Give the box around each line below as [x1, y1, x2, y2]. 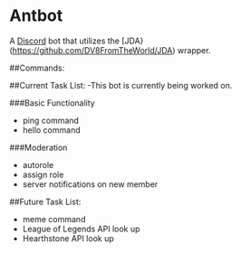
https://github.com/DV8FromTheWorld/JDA [12, 44, 173, 55]
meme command [22, 213, 86, 224]
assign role [22, 169, 64, 180]
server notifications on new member [22, 178, 159, 190]
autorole [22, 159, 54, 170]
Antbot [9, 5, 63, 26]
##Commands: [9, 62, 65, 73]
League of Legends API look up [22, 223, 140, 234]
